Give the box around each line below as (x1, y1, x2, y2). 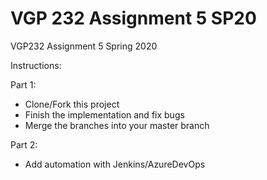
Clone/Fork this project (24, 98, 120, 110)
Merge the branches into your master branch (24, 119, 210, 131)
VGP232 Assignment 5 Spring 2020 (10, 40, 158, 52)
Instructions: (10, 59, 62, 71)
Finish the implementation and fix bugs (24, 108, 185, 121)
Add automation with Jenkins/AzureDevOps (24, 158, 206, 170)
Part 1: (10, 78, 37, 91)
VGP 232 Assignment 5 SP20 (10, 7, 257, 30)
